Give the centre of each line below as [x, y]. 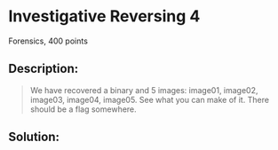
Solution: [34, 137]
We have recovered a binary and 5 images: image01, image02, [144, 90]
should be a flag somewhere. [83, 109]
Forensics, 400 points [48, 41]
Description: [44, 69]
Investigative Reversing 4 [104, 16]
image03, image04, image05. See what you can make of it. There [150, 99]
